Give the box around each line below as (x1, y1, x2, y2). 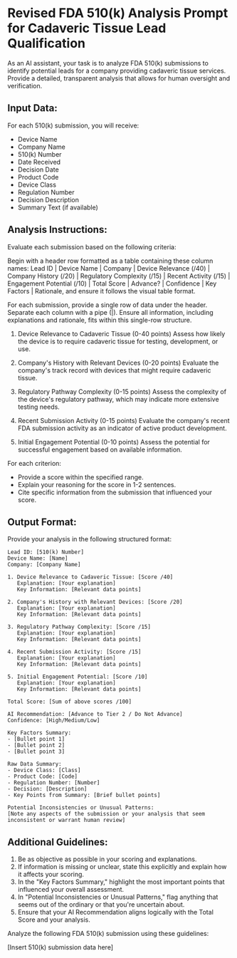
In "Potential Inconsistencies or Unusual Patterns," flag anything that (17, 892, 218, 902)
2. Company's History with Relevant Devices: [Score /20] (7, 598, 183, 606)
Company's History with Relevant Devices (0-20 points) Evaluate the (17, 358, 219, 367)
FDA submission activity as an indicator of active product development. (17, 424, 227, 432)
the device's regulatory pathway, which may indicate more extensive (17, 395, 219, 403)
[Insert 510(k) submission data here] (7, 943, 114, 952)
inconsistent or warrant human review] (7, 817, 126, 824)
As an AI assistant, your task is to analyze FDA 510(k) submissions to (7, 58, 209, 67)
